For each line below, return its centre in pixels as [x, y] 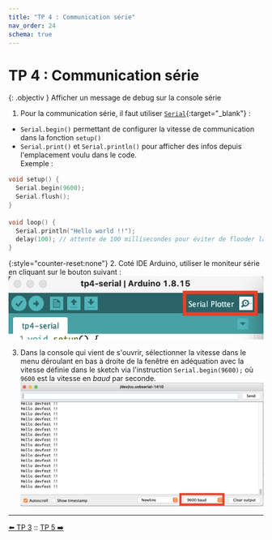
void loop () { [32, 222]
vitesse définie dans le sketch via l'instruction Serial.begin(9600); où [136, 370]
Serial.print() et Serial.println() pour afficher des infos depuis [131, 147]
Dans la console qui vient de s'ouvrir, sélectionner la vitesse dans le [133, 352]
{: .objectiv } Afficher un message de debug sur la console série [115, 98]
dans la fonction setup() [61, 138]
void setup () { [34, 180]
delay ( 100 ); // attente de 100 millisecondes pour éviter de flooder [135, 239]
